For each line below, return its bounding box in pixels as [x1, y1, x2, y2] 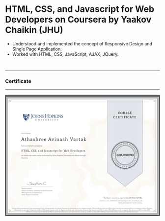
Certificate [5, 77, 32, 84]
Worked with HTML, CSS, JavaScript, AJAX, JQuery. [12, 51, 119, 57]
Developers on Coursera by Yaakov [5, 14, 152, 25]
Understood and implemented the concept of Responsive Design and [12, 40, 152, 46]
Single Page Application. [12, 46, 62, 52]
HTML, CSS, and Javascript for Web [5, 3, 155, 15]
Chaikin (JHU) [5, 25, 63, 36]
